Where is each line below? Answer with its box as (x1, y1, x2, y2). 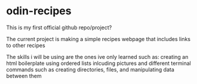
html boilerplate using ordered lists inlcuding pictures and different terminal (6, 60, 191, 67)
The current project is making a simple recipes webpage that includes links (6, 35, 191, 42)
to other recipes (6, 42, 46, 49)
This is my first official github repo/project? (6, 24, 112, 31)
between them (6, 72, 42, 79)
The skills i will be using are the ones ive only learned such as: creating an (6, 53, 189, 60)
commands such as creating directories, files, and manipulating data (6, 66, 175, 73)
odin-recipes (6, 4, 72, 18)
